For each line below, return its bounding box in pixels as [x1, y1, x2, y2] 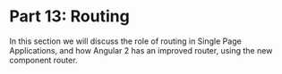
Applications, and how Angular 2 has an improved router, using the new [9, 45, 273, 55]
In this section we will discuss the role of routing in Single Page [9, 36, 242, 46]
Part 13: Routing [9, 6, 130, 27]
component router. [9, 54, 78, 65]
